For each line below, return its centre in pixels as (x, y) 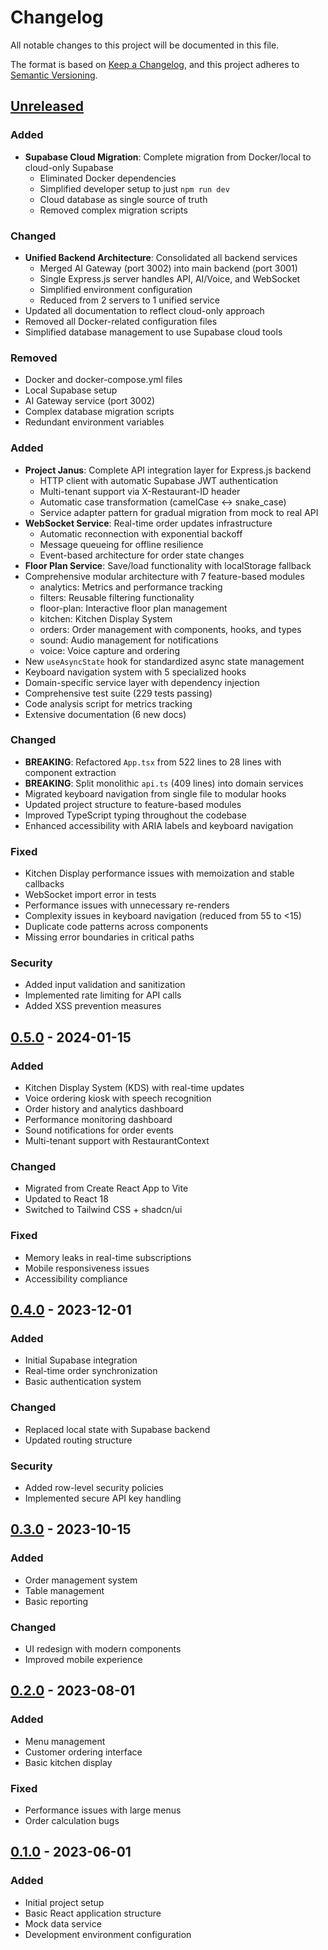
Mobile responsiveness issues (87, 1268)
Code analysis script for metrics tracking (108, 703)
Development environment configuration (108, 1934)
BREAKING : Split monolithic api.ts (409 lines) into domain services (164, 783)
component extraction (70, 772)
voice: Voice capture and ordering (109, 650)
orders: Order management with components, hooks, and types (170, 629)
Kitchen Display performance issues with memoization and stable (159, 873)
